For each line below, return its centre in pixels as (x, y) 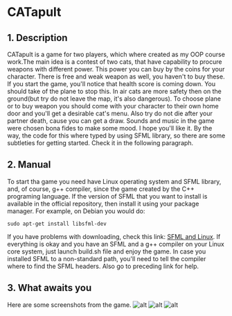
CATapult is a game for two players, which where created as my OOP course (116, 54)
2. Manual (29, 165)
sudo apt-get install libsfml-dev (57, 224)
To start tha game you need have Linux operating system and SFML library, (114, 181)
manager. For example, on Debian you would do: (76, 211)
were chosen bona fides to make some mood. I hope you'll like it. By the (110, 128)
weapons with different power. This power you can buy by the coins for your (116, 69)
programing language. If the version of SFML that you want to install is (107, 196)
